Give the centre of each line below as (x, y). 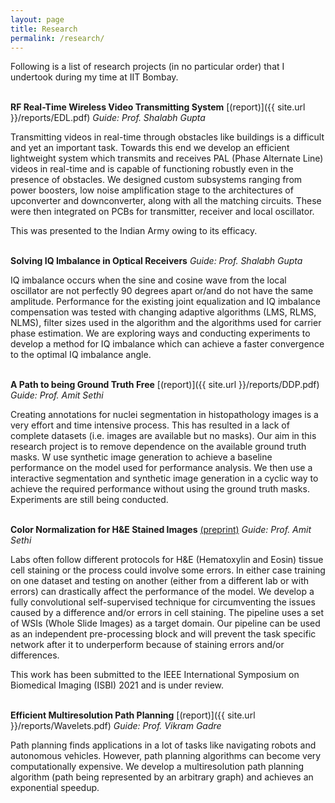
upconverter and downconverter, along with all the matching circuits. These (166, 201)
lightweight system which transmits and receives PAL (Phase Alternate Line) (167, 158)
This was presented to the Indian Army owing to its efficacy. (134, 231)
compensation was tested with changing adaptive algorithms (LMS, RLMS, (163, 312)
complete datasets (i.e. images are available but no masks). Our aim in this (163, 436)
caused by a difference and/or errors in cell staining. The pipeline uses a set (167, 613)
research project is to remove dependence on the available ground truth (158, 447)
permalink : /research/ (57, 38)
